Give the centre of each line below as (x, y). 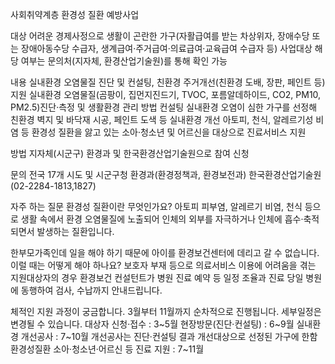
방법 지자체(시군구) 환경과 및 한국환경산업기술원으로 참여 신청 (130, 153)
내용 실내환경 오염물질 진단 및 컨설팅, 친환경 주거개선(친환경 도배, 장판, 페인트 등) (168, 82)
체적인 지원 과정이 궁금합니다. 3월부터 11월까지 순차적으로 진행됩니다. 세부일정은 (166, 311)
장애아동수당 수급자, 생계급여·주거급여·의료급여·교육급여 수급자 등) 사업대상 (166, 48)
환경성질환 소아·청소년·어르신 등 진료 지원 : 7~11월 (107, 349)
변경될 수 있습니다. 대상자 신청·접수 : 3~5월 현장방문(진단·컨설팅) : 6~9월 (152, 324)
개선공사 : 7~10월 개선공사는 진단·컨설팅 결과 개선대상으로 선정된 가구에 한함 (169, 336)
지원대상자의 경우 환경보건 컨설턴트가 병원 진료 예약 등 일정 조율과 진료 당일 (157, 277)
